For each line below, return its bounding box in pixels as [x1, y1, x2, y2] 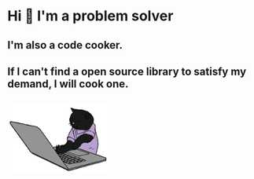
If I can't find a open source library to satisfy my [7, 64, 247, 78]
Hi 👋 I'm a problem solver [7, 7, 174, 25]
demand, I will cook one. [7, 77, 129, 90]
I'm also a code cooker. [7, 38, 123, 52]
